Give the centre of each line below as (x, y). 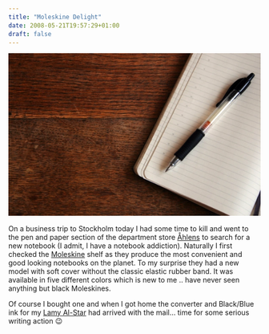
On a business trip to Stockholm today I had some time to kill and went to (128, 228)
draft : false (30, 34)
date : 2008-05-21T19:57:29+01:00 (64, 25)
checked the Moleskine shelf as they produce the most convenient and (125, 254)
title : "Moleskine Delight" (55, 17)
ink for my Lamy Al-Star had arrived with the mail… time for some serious (129, 312)
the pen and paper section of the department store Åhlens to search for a (129, 237)
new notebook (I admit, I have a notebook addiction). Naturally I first (120, 246)
